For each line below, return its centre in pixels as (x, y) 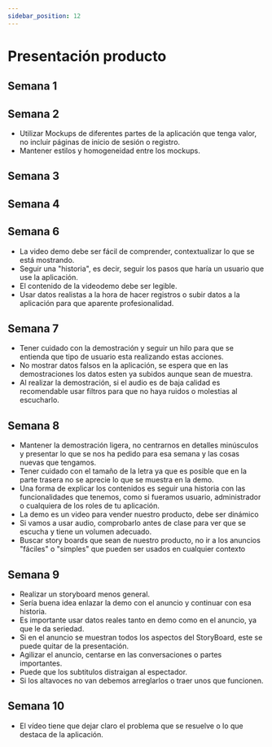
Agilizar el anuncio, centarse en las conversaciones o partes (121, 655)
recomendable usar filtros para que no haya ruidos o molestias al (128, 391)
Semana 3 (34, 176)
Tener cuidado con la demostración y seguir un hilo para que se (126, 348)
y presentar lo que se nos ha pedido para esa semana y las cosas (129, 454)
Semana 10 (36, 706)
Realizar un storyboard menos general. (85, 594)
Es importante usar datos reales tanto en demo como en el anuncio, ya (138, 620)
